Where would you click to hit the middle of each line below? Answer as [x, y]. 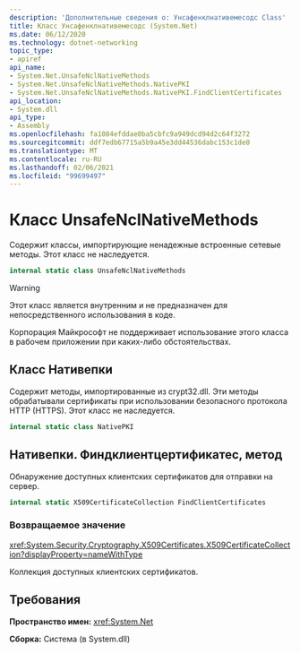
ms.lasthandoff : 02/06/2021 [62, 168]
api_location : [36, 101]
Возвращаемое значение [68, 525]
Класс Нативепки [61, 369]
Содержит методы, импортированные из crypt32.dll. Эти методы [134, 391]
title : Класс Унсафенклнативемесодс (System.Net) [104, 26]
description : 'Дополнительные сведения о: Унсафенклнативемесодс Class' [148, 17]
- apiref [26, 59]
